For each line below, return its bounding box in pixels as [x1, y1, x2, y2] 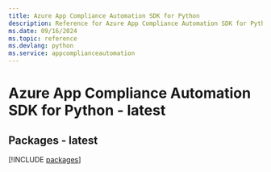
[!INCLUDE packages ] [8, 155, 81, 164]
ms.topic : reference [8, 34, 78, 43]
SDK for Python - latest [8, 102, 166, 120]
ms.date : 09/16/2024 [8, 27, 78, 35]
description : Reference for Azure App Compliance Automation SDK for [8, 19, 248, 27]
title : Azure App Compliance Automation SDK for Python [8, 11, 200, 20]
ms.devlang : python [8, 42, 74, 50]
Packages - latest [8, 133, 98, 147]
